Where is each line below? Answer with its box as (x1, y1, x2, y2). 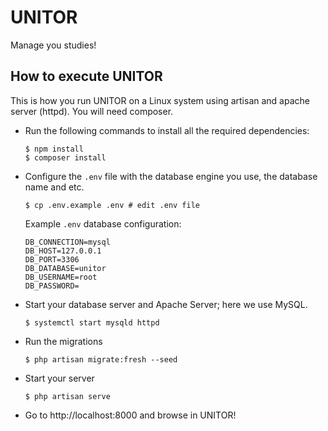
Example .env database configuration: (24, 217, 182, 230)
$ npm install (24, 144, 84, 154)
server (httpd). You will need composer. (10, 105, 174, 117)
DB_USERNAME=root (24, 272, 98, 282)
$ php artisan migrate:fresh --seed (24, 354, 178, 365)
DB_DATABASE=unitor (24, 263, 107, 273)
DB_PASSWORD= (24, 281, 80, 291)
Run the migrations (24, 335, 103, 347)
